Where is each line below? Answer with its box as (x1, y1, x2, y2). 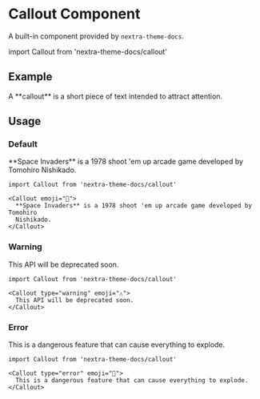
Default (8, 139, 38, 150)
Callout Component (8, 5, 141, 23)
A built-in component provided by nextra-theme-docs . (8, 31, 184, 41)
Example (8, 70, 53, 84)
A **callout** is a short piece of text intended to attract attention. (8, 91, 222, 101)
